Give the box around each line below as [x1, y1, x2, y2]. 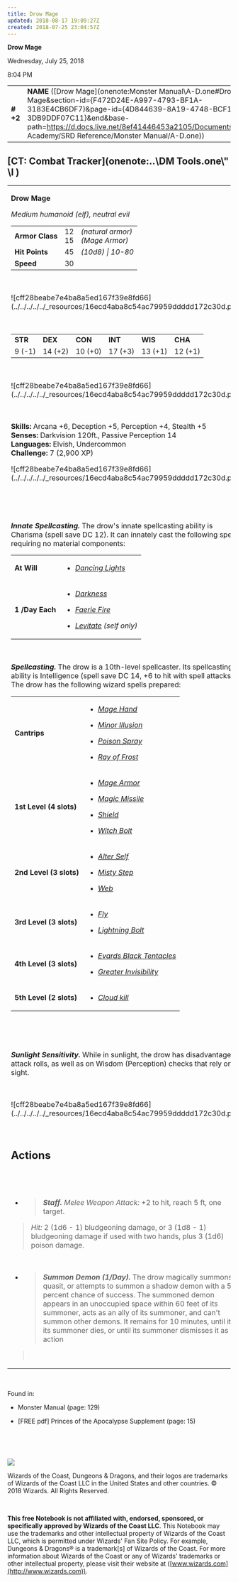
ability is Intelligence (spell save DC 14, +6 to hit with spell [11, 671, 205, 681]
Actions [11, 1148, 51, 1162]
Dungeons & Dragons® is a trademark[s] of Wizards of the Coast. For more [7, 1544, 226, 1553]
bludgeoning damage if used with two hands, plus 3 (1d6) [30, 1231, 225, 1241]
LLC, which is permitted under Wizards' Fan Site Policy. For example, [7, 1537, 208, 1545]
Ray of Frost [98, 752, 139, 762]
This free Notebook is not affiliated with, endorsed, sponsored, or [7, 1514, 204, 1523]
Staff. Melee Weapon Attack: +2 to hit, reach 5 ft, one [42, 1198, 222, 1208]
